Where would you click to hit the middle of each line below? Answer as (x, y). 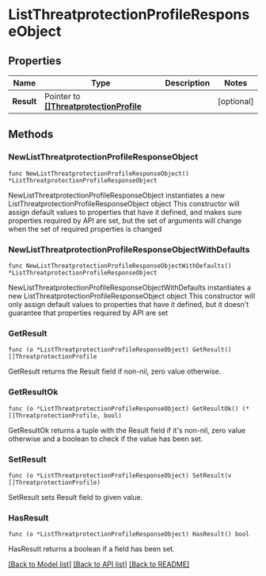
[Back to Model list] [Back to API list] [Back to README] (99, 564)
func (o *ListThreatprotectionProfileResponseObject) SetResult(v (120, 475)
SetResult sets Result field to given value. (76, 497)
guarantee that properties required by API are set (88, 313)
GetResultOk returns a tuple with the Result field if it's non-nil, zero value (127, 430)
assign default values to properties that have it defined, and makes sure (125, 212)
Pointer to (63, 96)
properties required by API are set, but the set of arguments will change (125, 221)
